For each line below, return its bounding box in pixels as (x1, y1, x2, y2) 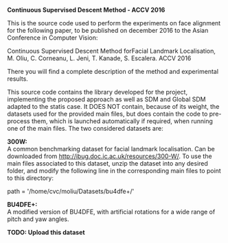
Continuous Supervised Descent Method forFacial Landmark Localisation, (7, 47, 216, 55)
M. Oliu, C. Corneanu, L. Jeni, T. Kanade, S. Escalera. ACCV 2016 (7, 54, 192, 62)
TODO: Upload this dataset (7, 229, 85, 236)
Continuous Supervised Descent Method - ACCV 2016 (7, 6, 166, 14)
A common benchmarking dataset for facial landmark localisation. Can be (7, 145, 215, 153)
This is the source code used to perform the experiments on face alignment (7, 19, 221, 27)
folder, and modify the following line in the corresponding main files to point (7, 167, 221, 175)
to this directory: (7, 174, 54, 182)
